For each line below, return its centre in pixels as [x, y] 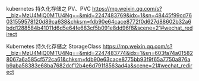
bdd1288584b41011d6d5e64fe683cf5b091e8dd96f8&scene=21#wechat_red [99, 28]
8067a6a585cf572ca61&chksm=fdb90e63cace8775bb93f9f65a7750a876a [98, 59]
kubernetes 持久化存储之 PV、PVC [48, 9]
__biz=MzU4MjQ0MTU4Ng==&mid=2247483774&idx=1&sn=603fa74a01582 [99, 53]
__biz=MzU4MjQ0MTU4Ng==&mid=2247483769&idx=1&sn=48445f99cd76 [99, 15]
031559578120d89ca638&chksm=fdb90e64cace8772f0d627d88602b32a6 [99, 22]
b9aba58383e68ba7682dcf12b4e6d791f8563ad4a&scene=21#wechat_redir [99, 66]
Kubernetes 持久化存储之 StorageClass [54, 46]
